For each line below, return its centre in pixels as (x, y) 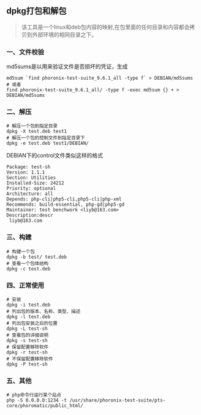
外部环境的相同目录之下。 (64, 34)
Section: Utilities (31, 178)
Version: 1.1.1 (26, 173)
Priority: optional (31, 189)
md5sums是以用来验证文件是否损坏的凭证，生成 (67, 67)
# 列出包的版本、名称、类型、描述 (44, 311)
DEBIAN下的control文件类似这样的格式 (55, 156)
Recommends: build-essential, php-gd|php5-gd (65, 205)
